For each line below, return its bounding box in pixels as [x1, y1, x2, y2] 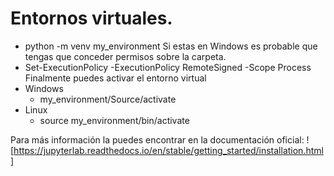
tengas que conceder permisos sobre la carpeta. [24, 50, 227, 62]
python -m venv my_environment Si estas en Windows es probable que [24, 40, 318, 52]
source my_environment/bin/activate [39, 114, 190, 126]
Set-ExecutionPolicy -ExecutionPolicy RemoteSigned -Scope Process [24, 61, 312, 73]
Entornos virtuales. [10, 7, 173, 30]
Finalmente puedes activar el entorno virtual [24, 72, 207, 84]
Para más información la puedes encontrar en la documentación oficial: [10, 133, 305, 146]
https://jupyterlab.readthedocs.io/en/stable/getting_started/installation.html [13, 144, 324, 156]
